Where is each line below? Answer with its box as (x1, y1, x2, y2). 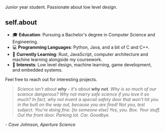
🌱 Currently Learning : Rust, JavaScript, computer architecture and (12, 51, 149, 57)
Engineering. (12, 39, 38, 45)
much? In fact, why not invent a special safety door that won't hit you (17, 96, 159, 102)
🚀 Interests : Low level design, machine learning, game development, (12, 61, 152, 68)
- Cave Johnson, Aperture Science (5, 121, 76, 127)
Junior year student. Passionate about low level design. (5, 4, 117, 10)
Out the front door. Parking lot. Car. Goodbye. (17, 112, 110, 118)
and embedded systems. (12, 67, 63, 73)
